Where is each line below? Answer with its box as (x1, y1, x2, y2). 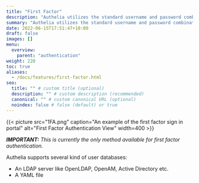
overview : (11, 47, 36, 53)
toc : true (6, 63, 31, 70)
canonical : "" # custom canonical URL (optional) (11, 96, 136, 102)
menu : (6, 42, 20, 48)
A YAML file (14, 171, 44, 178)
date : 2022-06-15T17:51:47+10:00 (6, 25, 89, 31)
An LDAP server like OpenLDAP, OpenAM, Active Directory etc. (14, 165, 169, 172)
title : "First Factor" (6, 8, 62, 15)
